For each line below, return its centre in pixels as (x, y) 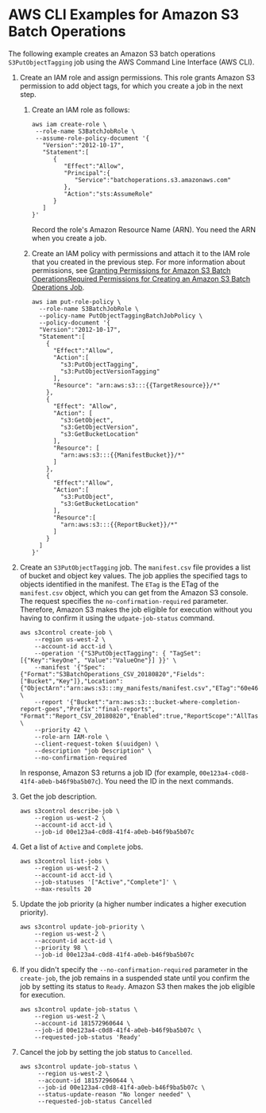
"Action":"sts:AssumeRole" (108, 194)
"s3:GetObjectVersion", (99, 427)
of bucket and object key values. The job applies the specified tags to (133, 575)
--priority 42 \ (61, 730)
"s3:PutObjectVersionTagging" (110, 372)
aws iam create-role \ (69, 124)
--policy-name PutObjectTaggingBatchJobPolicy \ (121, 316)
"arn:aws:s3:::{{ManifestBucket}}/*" (122, 455)
